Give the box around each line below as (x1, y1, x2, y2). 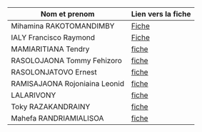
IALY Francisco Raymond (11, 33, 95, 42)
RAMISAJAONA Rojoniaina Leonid (11, 79, 125, 88)
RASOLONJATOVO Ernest (11, 67, 98, 77)
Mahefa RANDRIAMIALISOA (11, 114, 104, 123)
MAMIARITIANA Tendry (11, 44, 90, 54)
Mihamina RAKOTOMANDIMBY (11, 21, 115, 31)
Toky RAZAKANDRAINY (11, 102, 91, 111)
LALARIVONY (11, 90, 56, 100)
